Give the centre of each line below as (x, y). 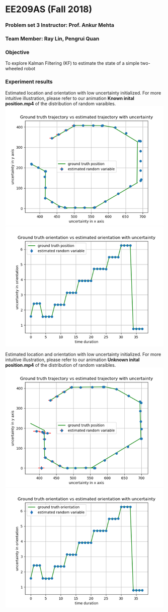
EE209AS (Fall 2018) (49, 9)
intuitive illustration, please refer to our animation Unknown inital (72, 360)
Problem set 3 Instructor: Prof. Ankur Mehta (60, 25)
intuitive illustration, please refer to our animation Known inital (70, 98)
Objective (17, 52)
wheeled (14, 69)
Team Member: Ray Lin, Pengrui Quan (52, 39)
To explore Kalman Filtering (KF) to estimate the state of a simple (72, 63)
